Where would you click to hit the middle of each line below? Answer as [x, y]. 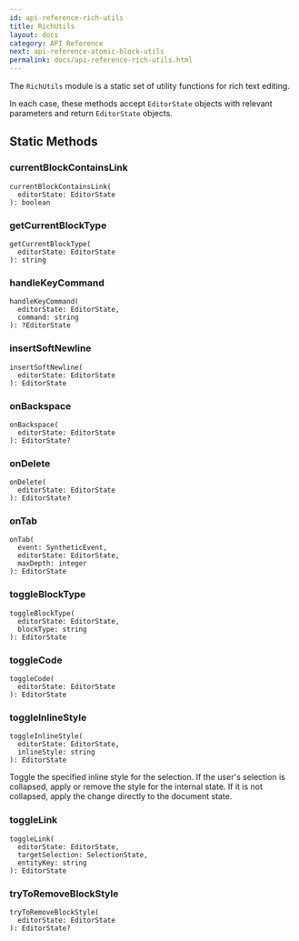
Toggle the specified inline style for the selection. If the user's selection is [148, 777]
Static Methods [54, 142]
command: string [48, 318]
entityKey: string [53, 863]
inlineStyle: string [56, 752]
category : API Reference [56, 43]
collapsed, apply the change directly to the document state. [121, 796]
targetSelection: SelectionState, [83, 855]
